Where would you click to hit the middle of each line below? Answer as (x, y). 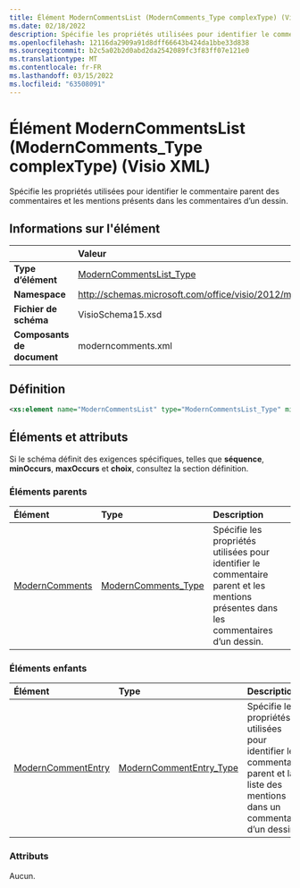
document (36, 357)
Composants (42, 334)
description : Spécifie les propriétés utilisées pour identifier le (139, 34)
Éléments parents (48, 491)
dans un (264, 808)
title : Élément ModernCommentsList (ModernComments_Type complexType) (143, 17)
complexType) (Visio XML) (110, 166)
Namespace (40, 294)
